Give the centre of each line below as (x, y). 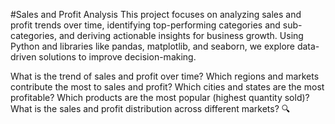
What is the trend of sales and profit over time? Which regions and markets (165, 76)
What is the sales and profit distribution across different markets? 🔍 (150, 108)
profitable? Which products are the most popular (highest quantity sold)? (160, 97)
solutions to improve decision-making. (117, 57)
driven (23, 57)
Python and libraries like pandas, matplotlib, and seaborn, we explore (152, 46)
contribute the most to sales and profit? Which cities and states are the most (167, 87)
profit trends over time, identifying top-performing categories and (145, 25)
